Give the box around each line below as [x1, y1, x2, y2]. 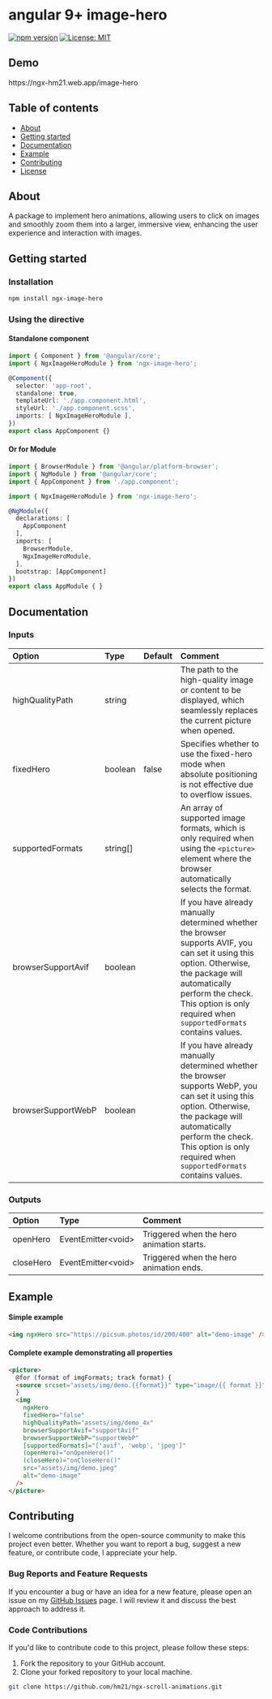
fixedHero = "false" [23, 1412, 85, 1420]
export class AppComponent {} [8, 426, 111, 435]
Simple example [8, 1312, 64, 1322]
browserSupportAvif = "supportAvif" [23, 1426, 139, 1434]
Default [143, 650, 172, 661]
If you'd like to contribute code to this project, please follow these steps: [8, 1643, 249, 1653]
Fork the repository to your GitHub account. [19, 1658, 166, 1668]
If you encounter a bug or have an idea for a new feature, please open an [8, 1586, 253, 1597]
